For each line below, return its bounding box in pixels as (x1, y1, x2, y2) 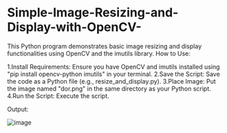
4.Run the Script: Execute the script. (7, 91, 110, 100)
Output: (7, 105, 29, 113)
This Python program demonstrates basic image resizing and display (7, 42, 202, 50)
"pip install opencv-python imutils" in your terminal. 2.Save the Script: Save (7, 70, 220, 78)
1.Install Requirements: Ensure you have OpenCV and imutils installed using (7, 62, 220, 71)
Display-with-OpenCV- (7, 19, 142, 35)
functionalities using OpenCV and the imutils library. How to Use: (7, 49, 191, 58)
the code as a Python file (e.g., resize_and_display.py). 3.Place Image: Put (7, 77, 216, 85)
